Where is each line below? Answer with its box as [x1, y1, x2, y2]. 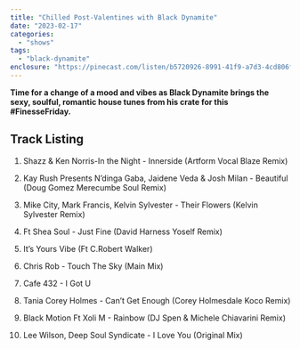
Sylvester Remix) [22, 208, 85, 219]
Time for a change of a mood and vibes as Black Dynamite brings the [10, 86, 270, 98]
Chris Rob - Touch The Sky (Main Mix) [22, 260, 164, 272]
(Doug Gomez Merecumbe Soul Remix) [22, 182, 167, 192]
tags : [10, 46, 30, 55]
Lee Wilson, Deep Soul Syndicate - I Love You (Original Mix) [22, 329, 243, 340]
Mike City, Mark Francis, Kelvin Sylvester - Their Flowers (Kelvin [22, 199, 259, 210]
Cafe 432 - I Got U [22, 278, 92, 288]
